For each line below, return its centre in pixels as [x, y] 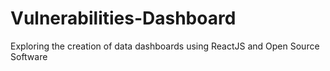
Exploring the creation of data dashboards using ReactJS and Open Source [165, 46]
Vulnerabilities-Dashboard [123, 18]
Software [29, 56]
